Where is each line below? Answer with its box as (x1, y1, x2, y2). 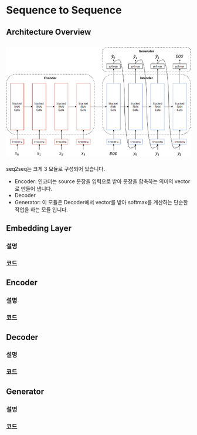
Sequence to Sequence (6, 4, 122, 17)
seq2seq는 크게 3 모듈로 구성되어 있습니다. (6, 165, 106, 172)
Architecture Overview (6, 27, 91, 37)
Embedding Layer (6, 224, 72, 234)
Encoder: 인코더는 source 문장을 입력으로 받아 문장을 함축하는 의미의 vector (14, 177, 191, 185)
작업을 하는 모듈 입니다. (14, 206, 69, 213)
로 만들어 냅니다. (14, 185, 53, 192)
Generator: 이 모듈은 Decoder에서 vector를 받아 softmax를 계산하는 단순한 (14, 198, 188, 205)
